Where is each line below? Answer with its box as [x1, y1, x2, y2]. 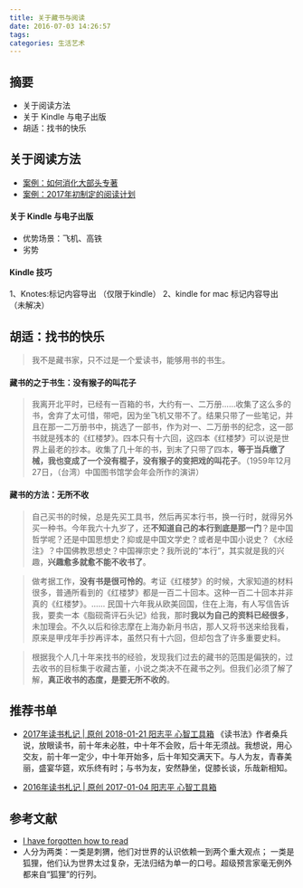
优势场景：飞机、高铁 [22, 233, 102, 244]
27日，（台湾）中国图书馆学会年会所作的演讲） [31, 467, 204, 478]
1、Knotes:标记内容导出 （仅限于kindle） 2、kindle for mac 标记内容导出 [9, 289, 279, 300]
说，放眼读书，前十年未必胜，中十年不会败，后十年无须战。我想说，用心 [22, 740, 292, 751]
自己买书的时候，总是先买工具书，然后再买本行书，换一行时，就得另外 [31, 511, 294, 521]
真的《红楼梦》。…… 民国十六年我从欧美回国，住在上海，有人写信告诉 [31, 598, 289, 609]
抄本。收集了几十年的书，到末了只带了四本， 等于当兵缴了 [71, 444, 286, 455]
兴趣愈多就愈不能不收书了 [47, 556, 143, 567]
